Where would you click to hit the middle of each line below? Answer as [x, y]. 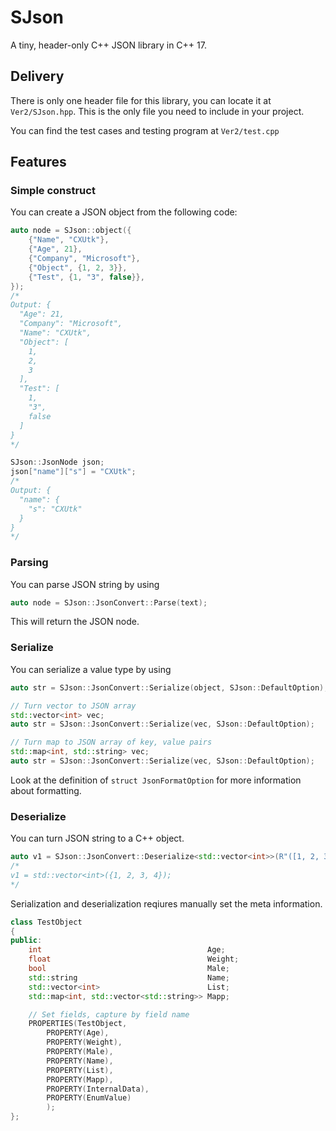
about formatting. [46, 790]
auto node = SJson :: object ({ [71, 231]
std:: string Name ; [129, 977]
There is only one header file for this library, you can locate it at [141, 100]
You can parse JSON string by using [85, 584]
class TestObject [46, 922]
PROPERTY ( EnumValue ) [89, 1098]
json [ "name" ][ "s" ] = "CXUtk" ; [73, 472]
